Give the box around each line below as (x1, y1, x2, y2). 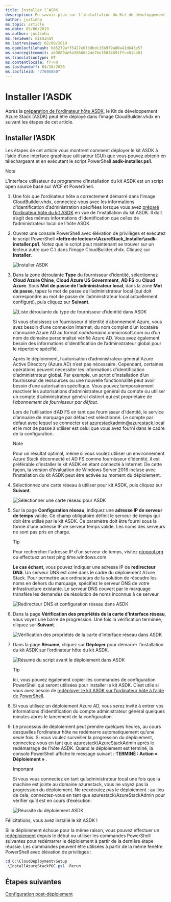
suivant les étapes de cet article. (5, 118, 74, 125)
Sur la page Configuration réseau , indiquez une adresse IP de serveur (12, 507, 162, 513)
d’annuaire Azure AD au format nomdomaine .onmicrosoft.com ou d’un (12, 329, 161, 335)
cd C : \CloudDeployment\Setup (5, 859, 67, 864)
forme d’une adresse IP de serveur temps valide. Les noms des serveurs (12, 523, 165, 529)
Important (12, 766, 34, 772)
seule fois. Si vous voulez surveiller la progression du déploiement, (12, 734, 154, 740)
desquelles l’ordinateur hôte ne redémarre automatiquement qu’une (12, 728, 155, 735)
